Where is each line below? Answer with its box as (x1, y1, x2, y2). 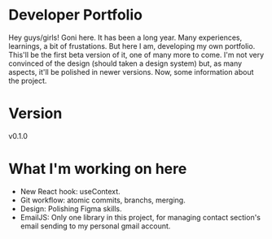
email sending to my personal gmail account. (20, 221, 171, 231)
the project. (8, 76, 47, 85)
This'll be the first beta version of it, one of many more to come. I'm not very (8, 50, 265, 59)
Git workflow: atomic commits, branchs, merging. (20, 195, 186, 205)
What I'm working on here (8, 160, 187, 178)
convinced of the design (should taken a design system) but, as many (8, 59, 243, 68)
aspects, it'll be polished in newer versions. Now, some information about (8, 67, 254, 76)
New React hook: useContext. (20, 186, 121, 196)
